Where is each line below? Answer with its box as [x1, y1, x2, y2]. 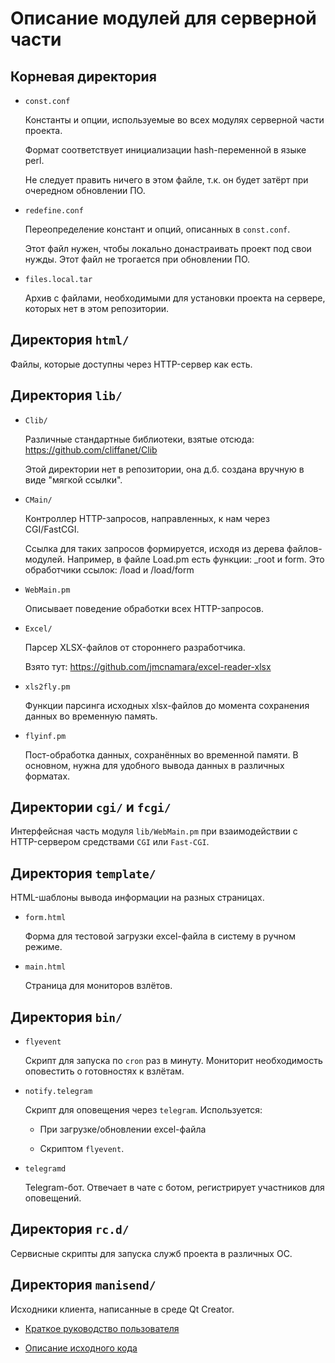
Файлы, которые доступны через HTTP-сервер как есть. [10, 358, 253, 370]
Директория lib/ [10, 387, 123, 404]
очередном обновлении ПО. [24, 185, 146, 196]
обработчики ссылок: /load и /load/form [24, 563, 195, 576]
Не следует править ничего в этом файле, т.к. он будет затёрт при [24, 174, 309, 186]
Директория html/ [10, 332, 130, 349]
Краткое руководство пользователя [24, 1322, 180, 1334]
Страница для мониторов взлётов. [24, 980, 173, 992]
